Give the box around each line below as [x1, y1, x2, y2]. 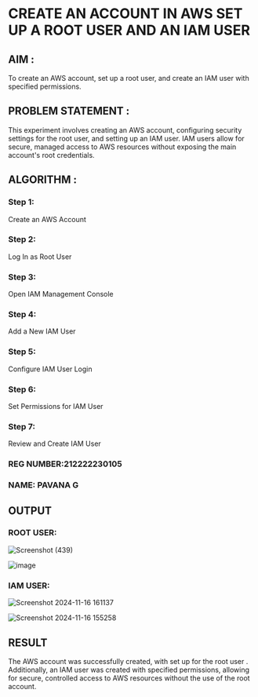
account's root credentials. [8, 150, 96, 159]
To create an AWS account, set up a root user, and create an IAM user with [8, 74, 249, 82]
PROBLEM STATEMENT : [8, 104, 130, 118]
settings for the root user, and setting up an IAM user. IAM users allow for [8, 133, 245, 143]
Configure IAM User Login [8, 364, 93, 374]
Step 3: [8, 272, 37, 283]
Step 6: [8, 384, 37, 395]
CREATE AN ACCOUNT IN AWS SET [8, 5, 243, 23]
